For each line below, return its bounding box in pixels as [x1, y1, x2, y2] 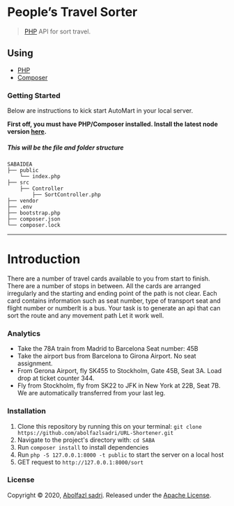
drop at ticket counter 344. [17, 374, 95, 383]
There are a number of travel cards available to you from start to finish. [7, 274, 210, 283]
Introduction [7, 251, 81, 267]
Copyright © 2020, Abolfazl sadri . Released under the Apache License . [7, 491, 212, 499]
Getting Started [7, 90, 61, 100]
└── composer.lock [7, 222, 61, 229]
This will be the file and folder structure [7, 143, 124, 152]
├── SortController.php [32, 191, 101, 198]
